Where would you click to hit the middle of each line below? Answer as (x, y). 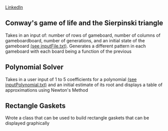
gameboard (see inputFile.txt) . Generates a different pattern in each (76, 46)
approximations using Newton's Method (47, 90)
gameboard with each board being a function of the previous (69, 51)
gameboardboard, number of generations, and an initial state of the (75, 40)
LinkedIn (14, 7)
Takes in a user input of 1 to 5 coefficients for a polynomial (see (71, 79)
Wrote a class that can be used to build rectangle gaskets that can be (77, 118)
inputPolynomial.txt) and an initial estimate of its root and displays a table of (84, 85)
